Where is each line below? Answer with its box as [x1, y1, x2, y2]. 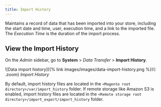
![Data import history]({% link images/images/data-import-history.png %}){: [5, 67, 157, 72]
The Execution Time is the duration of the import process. [5, 30, 120, 36]
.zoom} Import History [5, 72, 49, 78]
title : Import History [5, 7, 51, 12]
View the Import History [5, 44, 79, 53]
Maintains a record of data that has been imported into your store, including [5, 20, 156, 26]
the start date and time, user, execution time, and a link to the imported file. [5, 25, 155, 31]
